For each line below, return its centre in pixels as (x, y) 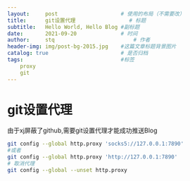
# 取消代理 (21, 164)
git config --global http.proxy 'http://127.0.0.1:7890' (93, 157)
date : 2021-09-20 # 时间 (72, 33)
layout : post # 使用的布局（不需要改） (96, 14)
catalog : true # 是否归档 (78, 54)
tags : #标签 (71, 60)
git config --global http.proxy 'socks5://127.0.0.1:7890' (96, 144)
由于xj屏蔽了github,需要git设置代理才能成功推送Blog (82, 130)
